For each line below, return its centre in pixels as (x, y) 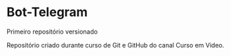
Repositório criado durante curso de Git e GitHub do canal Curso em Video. (115, 45)
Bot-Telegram (47, 12)
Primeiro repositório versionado (52, 31)
